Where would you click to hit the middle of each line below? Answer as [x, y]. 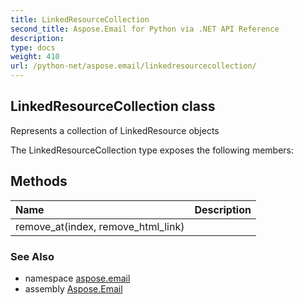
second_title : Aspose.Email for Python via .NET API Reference [145, 29]
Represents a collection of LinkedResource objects [115, 130]
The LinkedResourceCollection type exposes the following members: [152, 150]
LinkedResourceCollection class [113, 106]
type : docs [33, 47]
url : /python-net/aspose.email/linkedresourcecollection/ [133, 66]
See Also [32, 256]
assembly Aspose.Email [73, 288]
